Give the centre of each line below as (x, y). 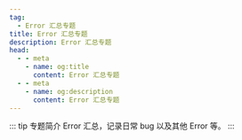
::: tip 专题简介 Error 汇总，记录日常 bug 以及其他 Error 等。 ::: (122, 126)
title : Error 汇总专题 (48, 34)
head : (19, 51)
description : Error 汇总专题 (60, 42)
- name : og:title (57, 67)
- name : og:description (69, 91)
